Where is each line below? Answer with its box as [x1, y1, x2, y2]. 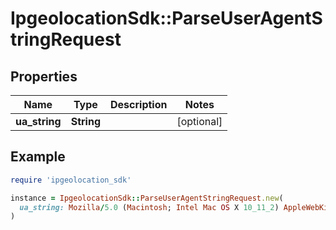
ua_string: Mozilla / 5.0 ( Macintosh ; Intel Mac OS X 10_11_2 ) [19, 202, 280, 212]
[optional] [176, 115, 223, 128]
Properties [10, 68, 78, 85]
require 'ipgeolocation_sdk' [10, 175, 132, 185]
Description [110, 98, 168, 111]
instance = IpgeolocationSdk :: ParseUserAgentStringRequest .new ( [10, 193, 284, 203]
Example [10, 148, 66, 166]
